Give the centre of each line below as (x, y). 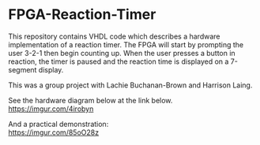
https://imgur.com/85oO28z (54, 132)
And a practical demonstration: (58, 124)
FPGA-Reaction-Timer (82, 15)
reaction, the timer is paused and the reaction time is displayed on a (119, 61)
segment (23, 69)
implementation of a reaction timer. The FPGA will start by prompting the (126, 44)
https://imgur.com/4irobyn (51, 109)
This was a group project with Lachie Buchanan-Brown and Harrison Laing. (130, 85)
